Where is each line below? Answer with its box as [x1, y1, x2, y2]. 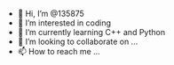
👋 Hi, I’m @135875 [17, 9, 84, 18]
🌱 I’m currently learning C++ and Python [17, 27, 166, 37]
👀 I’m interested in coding [17, 18, 112, 28]
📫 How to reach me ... [17, 47, 100, 56]
